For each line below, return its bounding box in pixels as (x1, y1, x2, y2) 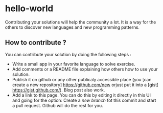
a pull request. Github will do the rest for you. (12, 102, 104, 108)
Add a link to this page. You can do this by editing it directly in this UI (12, 92, 151, 98)
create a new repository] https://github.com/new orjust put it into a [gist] (12, 82, 159, 88)
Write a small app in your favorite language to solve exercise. (12, 61, 136, 67)
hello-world (5, 3, 54, 14)
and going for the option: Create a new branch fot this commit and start (12, 97, 157, 103)
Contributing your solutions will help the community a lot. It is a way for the (5, 19, 156, 25)
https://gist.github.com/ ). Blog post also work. (12, 87, 105, 93)
